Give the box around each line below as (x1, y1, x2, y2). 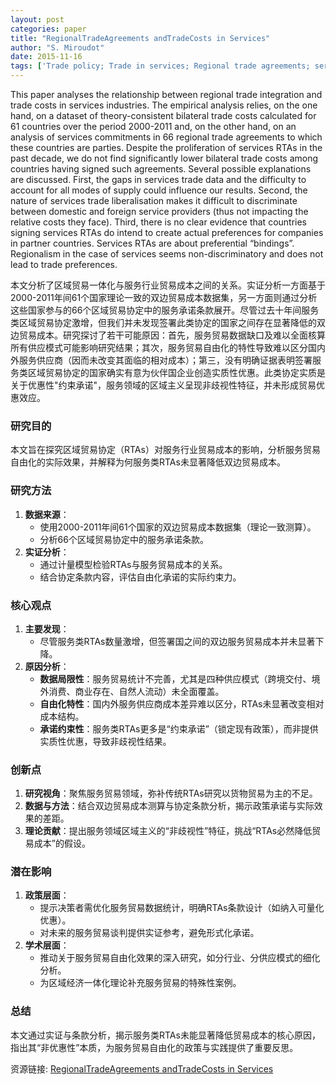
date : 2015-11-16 (10, 52, 83, 62)
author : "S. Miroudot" (10, 42, 105, 53)
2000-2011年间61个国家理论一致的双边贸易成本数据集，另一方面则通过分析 (10, 292, 318, 303)
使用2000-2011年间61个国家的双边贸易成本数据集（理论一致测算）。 (39, 521, 317, 533)
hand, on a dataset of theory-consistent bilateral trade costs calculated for (10, 110, 317, 121)
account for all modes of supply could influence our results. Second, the (10, 184, 308, 196)
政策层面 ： (24, 889, 70, 901)
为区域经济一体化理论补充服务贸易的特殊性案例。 (39, 977, 242, 989)
